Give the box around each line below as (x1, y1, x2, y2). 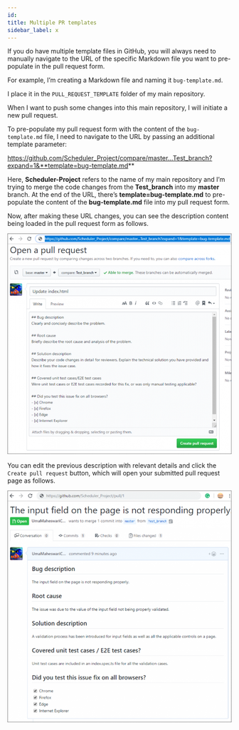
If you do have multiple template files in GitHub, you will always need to (7, 47, 216, 56)
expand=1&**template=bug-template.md (7, 161, 129, 170)
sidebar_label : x (7, 26, 59, 34)
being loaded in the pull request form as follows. (7, 220, 149, 228)
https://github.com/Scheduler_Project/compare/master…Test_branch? (7, 154, 213, 163)
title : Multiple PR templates (7, 19, 97, 26)
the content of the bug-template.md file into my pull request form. (34, 198, 230, 207)
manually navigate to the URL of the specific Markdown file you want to (7, 54, 217, 63)
